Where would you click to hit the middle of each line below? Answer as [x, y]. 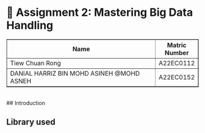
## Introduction [26, 102]
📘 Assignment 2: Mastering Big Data [100, 13]
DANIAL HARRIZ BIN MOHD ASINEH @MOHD [75, 73]
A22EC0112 [177, 63]
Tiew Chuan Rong [35, 63]
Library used [31, 122]
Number [177, 52]
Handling [30, 25]
